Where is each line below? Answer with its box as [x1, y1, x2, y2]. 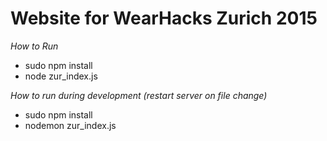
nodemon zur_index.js [24, 119, 117, 131]
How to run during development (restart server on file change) [10, 89, 268, 101]
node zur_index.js [24, 70, 98, 82]
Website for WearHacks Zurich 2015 [10, 7, 318, 30]
